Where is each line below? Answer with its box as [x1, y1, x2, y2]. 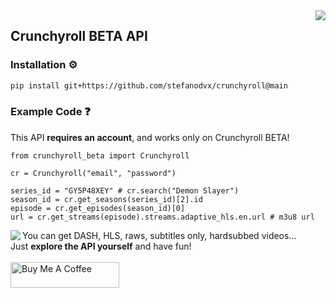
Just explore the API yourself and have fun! [10, 240, 192, 252]
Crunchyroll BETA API [10, 28, 148, 45]
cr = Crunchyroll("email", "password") [10, 168, 177, 178]
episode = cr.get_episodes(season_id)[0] [10, 203, 186, 213]
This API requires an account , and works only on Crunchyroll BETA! [10, 131, 290, 143]
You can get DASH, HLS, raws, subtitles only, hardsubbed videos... [22, 229, 297, 241]
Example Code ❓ [10, 105, 91, 119]
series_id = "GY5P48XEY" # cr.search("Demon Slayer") [10, 185, 240, 196]
